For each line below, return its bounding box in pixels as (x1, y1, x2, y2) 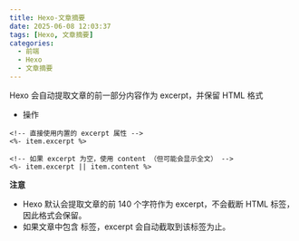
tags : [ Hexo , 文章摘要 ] (9, 30, 93, 39)
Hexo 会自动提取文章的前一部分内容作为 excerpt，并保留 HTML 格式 (9, 90, 264, 101)
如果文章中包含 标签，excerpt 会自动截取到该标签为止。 (22, 221, 231, 232)
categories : (9, 38, 54, 48)
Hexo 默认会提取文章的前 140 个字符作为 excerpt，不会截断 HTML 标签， (22, 198, 294, 209)
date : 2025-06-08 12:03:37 (9, 22, 111, 31)
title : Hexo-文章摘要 (9, 13, 86, 23)
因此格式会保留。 (22, 209, 87, 220)
